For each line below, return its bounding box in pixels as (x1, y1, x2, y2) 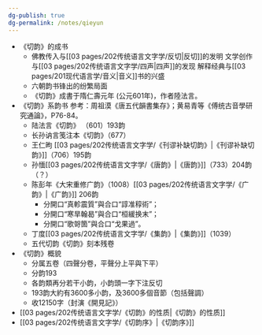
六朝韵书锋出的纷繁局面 (31, 80, 108, 91)
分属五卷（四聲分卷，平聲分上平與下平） (31, 258, 163, 268)
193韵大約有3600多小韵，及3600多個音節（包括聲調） (31, 288, 208, 297)
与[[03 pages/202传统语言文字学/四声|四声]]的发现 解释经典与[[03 (31, 61, 246, 71)
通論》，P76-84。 (26, 110, 83, 120)
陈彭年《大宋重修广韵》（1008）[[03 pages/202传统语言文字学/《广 (31, 179, 249, 189)
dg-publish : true (8, 11, 65, 20)
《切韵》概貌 (19, 248, 61, 258)
